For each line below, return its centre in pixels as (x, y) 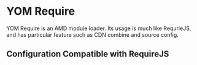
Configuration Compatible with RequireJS (88, 54)
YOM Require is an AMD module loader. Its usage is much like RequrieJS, (99, 28)
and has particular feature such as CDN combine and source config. (93, 34)
